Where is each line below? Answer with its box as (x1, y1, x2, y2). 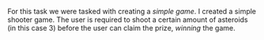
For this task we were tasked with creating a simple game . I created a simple (7, 7, 257, 16)
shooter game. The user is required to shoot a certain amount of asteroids (7, 15, 248, 24)
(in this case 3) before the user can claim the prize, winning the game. (7, 24, 236, 32)
